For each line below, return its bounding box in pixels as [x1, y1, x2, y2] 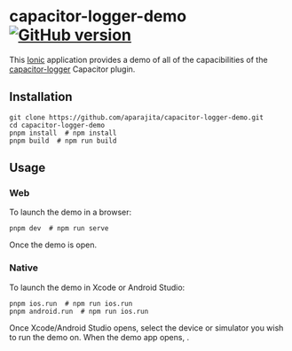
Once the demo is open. [9, 239, 98, 250]
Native [9, 261, 38, 274]
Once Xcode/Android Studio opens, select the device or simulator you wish [9, 322, 284, 333]
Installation [9, 90, 73, 105]
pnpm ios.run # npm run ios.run [9, 299, 133, 308]
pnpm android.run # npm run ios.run [9, 307, 149, 316]
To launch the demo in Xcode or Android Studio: [9, 282, 185, 292]
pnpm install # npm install [9, 129, 117, 137]
